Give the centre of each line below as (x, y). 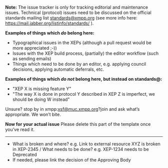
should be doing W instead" (41, 99)
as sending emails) (32, 59)
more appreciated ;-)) (35, 48)
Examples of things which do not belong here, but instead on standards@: (84, 79)
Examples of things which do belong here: (50, 33)
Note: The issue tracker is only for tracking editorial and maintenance (77, 7)
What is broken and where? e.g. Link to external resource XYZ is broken (86, 144)
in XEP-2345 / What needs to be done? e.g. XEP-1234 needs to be (80, 149)
